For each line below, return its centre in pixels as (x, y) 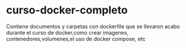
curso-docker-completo (67, 10)
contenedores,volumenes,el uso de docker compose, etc (76, 39)
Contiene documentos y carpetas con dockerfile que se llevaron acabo (93, 26)
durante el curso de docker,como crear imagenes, (67, 32)
